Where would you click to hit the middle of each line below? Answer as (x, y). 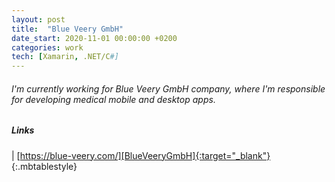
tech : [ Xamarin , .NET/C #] (65, 57)
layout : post (38, 19)
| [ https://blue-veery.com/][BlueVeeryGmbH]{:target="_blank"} (141, 155)
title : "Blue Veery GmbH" (67, 29)
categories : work (47, 47)
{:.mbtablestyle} (44, 166)
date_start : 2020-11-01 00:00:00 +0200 (94, 38)
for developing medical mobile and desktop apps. (113, 99)
